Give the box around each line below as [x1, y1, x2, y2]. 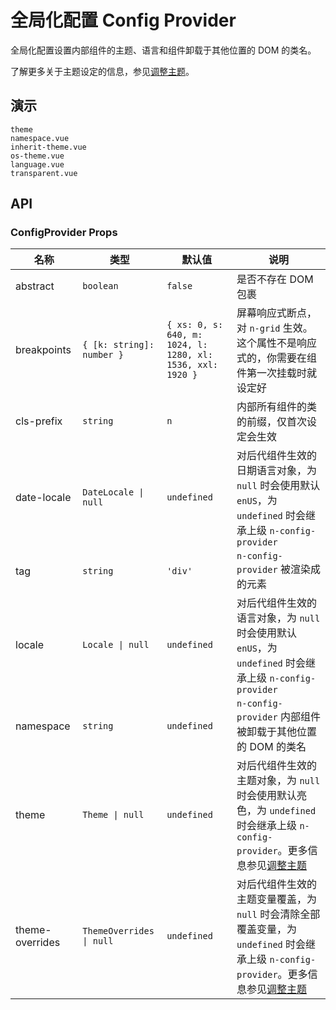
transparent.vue [10, 168, 78, 178]
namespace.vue [10, 133, 70, 143]
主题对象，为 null [236, 774, 321, 788]
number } [82, 349, 124, 361]
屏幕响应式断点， [236, 306, 318, 320]
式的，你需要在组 [236, 351, 318, 365]
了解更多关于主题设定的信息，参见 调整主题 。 [10, 65, 195, 77]
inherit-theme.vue [10, 142, 87, 152]
